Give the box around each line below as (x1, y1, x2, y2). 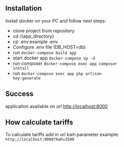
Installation (5, 4, 42, 13)
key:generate (12, 75, 41, 81)
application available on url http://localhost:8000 (5, 103, 108, 109)
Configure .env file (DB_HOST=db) (12, 44, 86, 50)
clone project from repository (12, 28, 75, 34)
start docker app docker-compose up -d (12, 55, 95, 61)
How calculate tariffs (5, 118, 73, 127)
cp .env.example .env (12, 38, 58, 45)
